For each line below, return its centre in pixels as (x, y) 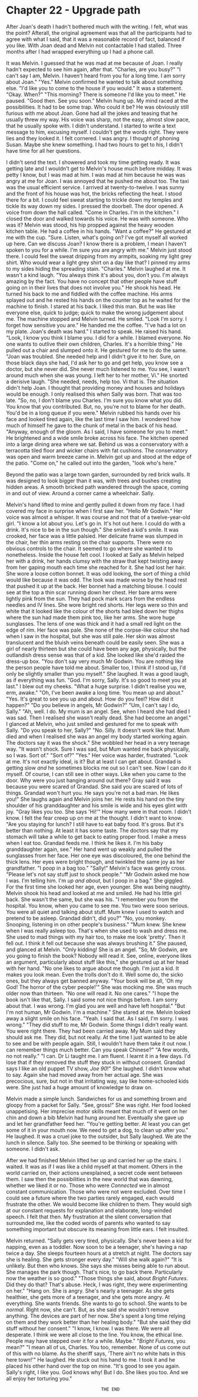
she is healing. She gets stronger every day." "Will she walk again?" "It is (94, 1259)
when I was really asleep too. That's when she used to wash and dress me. (97, 931)
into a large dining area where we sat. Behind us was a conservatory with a (97, 444)
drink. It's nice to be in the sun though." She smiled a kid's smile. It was (92, 530)
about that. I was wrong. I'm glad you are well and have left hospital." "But (96, 1005)
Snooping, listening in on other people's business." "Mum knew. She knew (96, 924)
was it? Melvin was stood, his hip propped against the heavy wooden (90, 225)
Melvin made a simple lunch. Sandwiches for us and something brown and (96, 1099)
